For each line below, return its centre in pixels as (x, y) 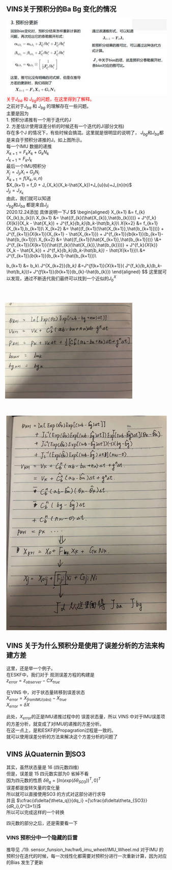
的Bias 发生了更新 (25, 862)
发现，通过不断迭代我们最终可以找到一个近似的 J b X (63, 279)
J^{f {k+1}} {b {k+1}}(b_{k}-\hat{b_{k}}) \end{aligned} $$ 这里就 (98, 272)
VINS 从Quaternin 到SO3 (46, 754)
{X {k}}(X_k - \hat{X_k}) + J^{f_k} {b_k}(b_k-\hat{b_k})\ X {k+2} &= (74, 223)
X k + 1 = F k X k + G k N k (28, 153)
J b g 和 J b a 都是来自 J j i (27, 206)
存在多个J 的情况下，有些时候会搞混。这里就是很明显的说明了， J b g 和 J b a (83, 133)
